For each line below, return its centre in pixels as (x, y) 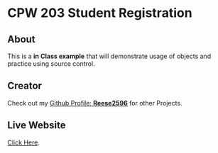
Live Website (37, 125)
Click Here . (24, 142)
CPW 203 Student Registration (100, 13)
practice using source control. (51, 64)
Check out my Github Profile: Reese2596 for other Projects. (95, 103)
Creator (25, 86)
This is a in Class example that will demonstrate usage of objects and (109, 56)
